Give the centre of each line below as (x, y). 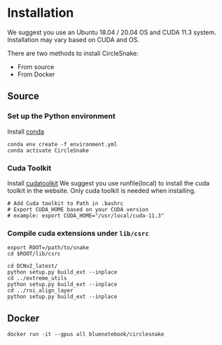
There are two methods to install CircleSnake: (73, 53)
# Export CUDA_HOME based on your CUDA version (78, 209)
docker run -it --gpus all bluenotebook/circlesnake (86, 335)
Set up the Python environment (61, 116)
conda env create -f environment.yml (62, 144)
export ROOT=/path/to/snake (48, 248)
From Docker (36, 74)
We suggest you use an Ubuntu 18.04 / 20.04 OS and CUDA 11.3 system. (112, 32)
